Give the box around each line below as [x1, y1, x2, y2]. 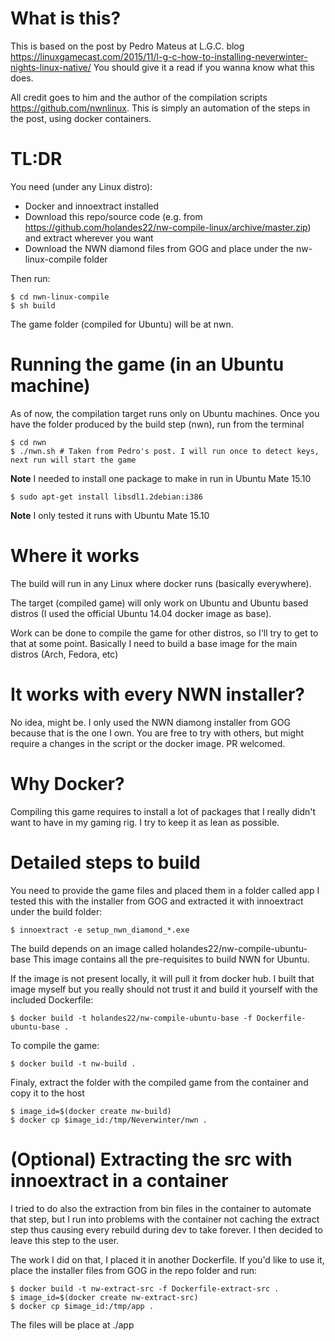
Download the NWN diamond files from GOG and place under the [24, 242, 294, 254]
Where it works [10, 545, 140, 567]
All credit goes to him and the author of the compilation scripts [10, 91, 268, 103]
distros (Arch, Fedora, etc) [10, 648, 119, 660]
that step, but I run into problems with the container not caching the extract [10, 1213, 320, 1225]
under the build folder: [10, 905, 103, 917]
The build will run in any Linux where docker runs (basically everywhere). [10, 577, 312, 589]
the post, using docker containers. [10, 112, 152, 124]
